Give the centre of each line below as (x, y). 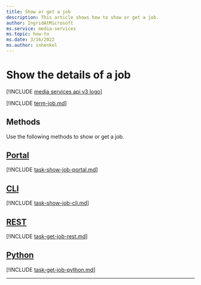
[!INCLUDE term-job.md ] (36, 103)
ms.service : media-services (41, 28)
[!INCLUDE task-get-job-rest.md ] (47, 236)
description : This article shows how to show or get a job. (83, 17)
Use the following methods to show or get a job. (65, 136)
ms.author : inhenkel (32, 46)
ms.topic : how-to (28, 34)
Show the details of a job (68, 75)
